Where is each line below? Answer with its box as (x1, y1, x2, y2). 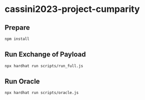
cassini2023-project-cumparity (4, 3, 140, 15)
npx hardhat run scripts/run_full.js (4, 63, 83, 68)
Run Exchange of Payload (4, 50, 86, 59)
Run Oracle (4, 77, 40, 86)
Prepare (4, 23, 30, 32)
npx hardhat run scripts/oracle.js (4, 91, 79, 96)
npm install (4, 36, 29, 41)
